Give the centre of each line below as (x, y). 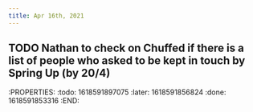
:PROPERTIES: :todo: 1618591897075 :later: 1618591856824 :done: (117, 92)
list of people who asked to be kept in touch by (127, 61)
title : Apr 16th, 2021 (46, 16)
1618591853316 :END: (44, 101)
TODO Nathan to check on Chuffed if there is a (126, 48)
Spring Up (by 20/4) (59, 73)
